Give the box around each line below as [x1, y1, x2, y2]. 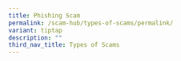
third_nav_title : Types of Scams [8, 41, 120, 49]
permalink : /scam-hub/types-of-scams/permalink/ [8, 19, 174, 27]
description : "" [8, 33, 62, 42]
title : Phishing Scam [8, 11, 81, 20]
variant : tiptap [8, 26, 62, 34]
